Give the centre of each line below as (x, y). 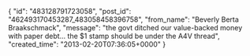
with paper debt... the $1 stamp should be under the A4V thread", (114, 36)
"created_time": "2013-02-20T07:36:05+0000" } (87, 44)
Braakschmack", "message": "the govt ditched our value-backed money (125, 28)
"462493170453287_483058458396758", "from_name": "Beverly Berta (123, 19)
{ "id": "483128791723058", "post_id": (70, 11)
